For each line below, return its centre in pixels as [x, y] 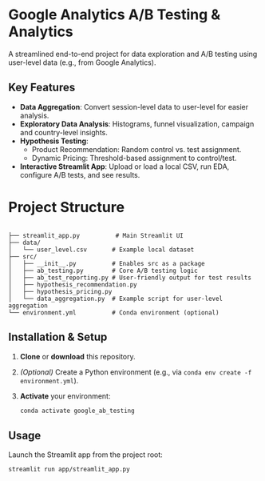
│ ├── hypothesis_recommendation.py [73, 285]
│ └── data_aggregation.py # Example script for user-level [116, 299]
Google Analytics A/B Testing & [115, 15]
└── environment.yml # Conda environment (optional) [114, 313]
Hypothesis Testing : [54, 141]
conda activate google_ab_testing [77, 411]
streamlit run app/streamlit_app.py [69, 470]
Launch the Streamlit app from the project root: [86, 455]
